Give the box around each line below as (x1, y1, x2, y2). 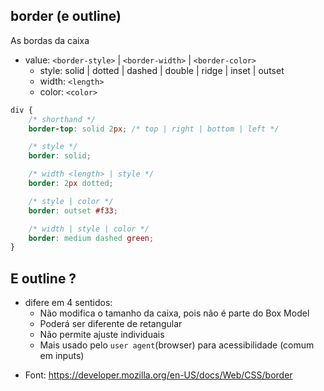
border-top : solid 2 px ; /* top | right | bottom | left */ (28, 124, 280, 134)
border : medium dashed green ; (28, 233, 155, 243)
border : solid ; (28, 151, 92, 161)
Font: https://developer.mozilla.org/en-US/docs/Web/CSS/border (24, 369, 293, 381)
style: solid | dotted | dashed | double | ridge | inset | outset (39, 64, 285, 76)
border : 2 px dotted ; (28, 179, 114, 189)
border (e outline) (10, 8, 122, 25)
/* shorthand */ (28, 114, 97, 124)
